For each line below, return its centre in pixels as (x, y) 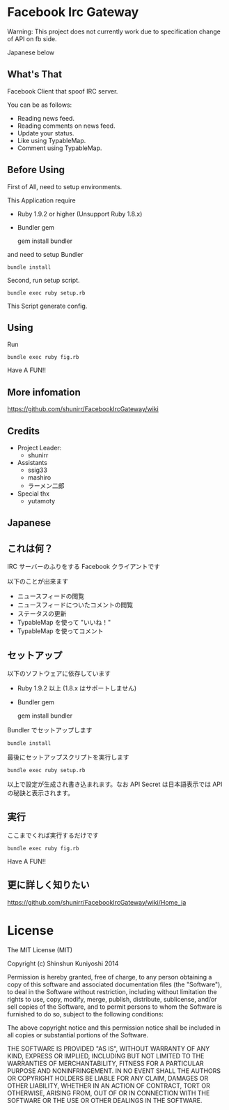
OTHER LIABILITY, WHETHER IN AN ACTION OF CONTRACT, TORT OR (109, 1086)
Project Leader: (39, 448)
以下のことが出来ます (38, 582)
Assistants (32, 462)
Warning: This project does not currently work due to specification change (114, 31)
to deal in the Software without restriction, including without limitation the (112, 991)
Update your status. (46, 133)
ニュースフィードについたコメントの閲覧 (75, 605)
